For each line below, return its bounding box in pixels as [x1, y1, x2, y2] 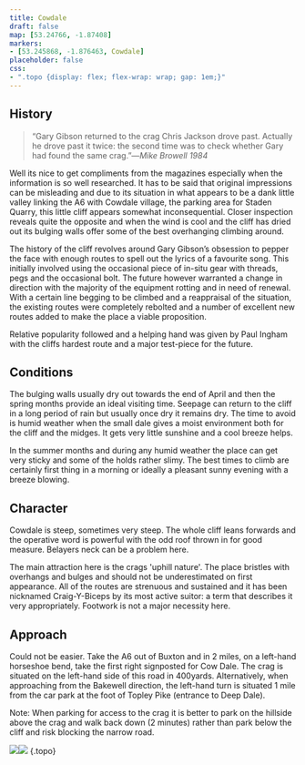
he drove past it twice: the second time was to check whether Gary [31, 140, 284, 151]
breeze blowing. [9, 474, 70, 485]
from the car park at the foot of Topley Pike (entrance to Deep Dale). [9, 689, 266, 700]
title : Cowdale [9, 13, 67, 23]
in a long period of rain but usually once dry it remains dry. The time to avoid [9, 408, 296, 419]
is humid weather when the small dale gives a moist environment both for [9, 418, 284, 429]
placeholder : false [9, 56, 84, 65]
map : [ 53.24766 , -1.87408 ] [9, 30, 112, 39]
